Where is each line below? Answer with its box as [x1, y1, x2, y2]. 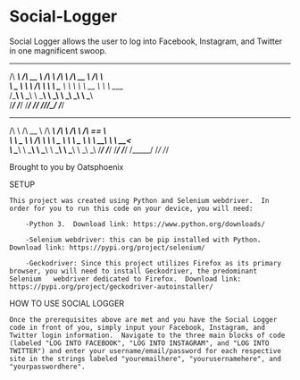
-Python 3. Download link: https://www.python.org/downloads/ [25, 219, 266, 229]
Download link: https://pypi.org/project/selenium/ [9, 243, 205, 252]
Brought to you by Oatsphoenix [9, 161, 124, 172]
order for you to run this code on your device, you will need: [9, 204, 254, 213]
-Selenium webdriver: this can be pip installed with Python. [25, 235, 262, 244]
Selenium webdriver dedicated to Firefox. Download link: [9, 274, 242, 283]
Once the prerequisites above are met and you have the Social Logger [9, 315, 278, 324]
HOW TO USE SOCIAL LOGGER [9, 298, 125, 308]
